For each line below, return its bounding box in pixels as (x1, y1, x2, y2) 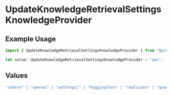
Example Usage (5, 35, 56, 43)
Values (5, 71, 28, 80)
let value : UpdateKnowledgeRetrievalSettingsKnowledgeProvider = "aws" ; (5, 57, 164, 62)
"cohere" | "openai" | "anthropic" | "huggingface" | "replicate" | (5, 85, 155, 90)
